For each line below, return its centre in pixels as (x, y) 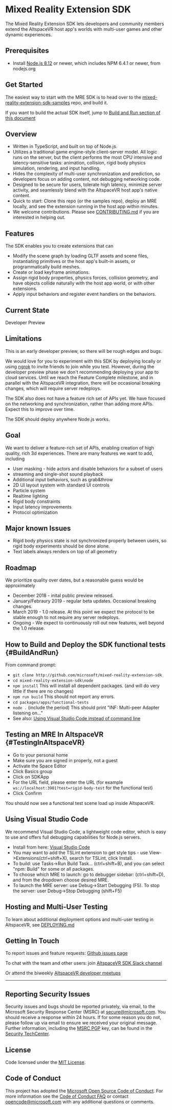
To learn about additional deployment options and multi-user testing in (79, 919)
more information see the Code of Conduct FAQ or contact (67, 1096)
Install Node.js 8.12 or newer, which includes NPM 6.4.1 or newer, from (87, 63)
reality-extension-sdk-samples (38, 102)
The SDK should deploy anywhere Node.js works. (58, 419)
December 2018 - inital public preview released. (63, 596)
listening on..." (28, 713)
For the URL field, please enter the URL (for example (68, 782)
